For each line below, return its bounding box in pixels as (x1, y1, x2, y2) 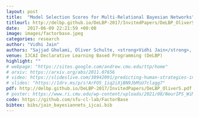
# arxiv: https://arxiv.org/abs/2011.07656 (6, 69, 115, 75)
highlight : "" (6, 58, 41, 64)
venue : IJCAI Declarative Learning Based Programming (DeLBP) (6, 53, 163, 58)
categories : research (6, 36, 60, 42)
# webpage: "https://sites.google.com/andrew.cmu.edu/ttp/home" (6, 63, 168, 70)
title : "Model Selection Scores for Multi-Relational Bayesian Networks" (6, 14, 195, 20)
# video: (6, 74, 28, 80)
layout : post (6, 8, 38, 15)
